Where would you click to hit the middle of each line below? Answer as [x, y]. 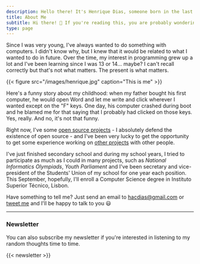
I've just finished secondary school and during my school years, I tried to [96, 154]
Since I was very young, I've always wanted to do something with [86, 45]
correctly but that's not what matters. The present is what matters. [87, 70]
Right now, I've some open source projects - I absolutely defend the [89, 130]
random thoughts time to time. [43, 243]
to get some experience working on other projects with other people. [90, 142]
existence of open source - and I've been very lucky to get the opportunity [98, 136]
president [18, 173]
